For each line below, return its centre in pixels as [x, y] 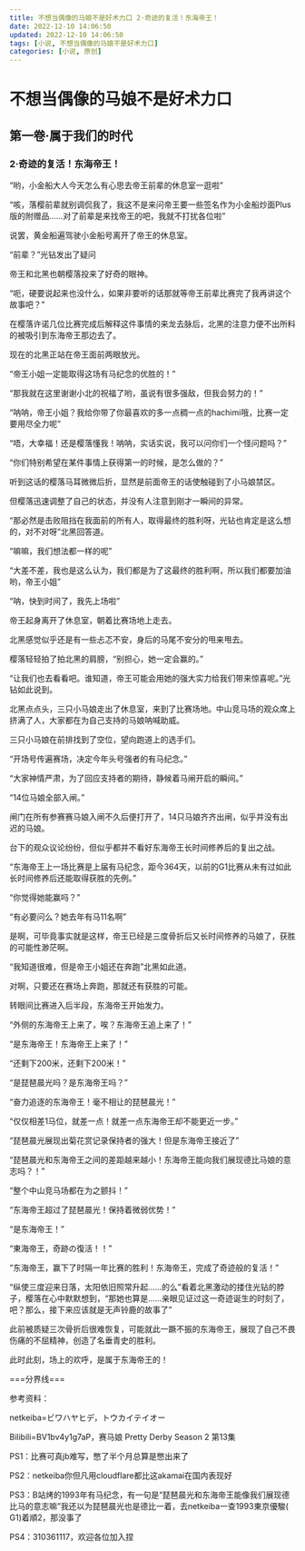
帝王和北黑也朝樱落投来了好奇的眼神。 [81, 274]
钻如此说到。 [33, 690]
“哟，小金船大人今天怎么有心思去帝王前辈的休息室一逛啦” [117, 185]
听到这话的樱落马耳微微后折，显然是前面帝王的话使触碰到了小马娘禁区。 [144, 482]
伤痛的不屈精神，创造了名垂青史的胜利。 [85, 1340]
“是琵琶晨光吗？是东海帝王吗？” [69, 1083]
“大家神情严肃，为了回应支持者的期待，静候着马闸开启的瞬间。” [126, 778]
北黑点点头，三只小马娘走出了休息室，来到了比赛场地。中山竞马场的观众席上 [152, 709]
